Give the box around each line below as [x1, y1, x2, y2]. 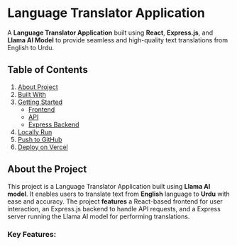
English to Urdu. [7, 43, 55, 52]
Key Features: [7, 230, 57, 240]
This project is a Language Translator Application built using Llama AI [7, 182, 211, 190]
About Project [17, 83, 58, 91]
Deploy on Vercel [17, 143, 69, 151]
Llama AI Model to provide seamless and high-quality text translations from [7, 35, 228, 44]
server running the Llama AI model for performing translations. [7, 212, 190, 221]
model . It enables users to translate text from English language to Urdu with [7, 189, 231, 198]
